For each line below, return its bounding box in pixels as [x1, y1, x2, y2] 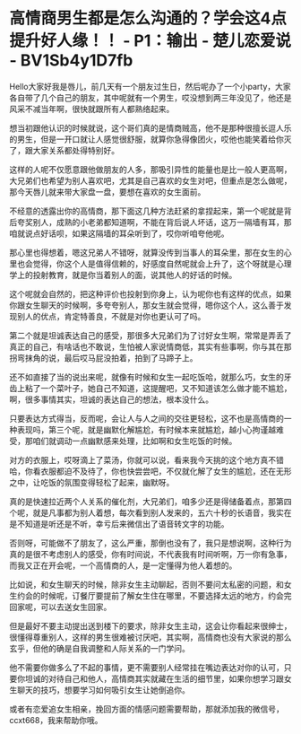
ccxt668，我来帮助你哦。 [9, 714, 103, 725]
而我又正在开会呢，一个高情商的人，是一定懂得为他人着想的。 [9, 560, 237, 571]
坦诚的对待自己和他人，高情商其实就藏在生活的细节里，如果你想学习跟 [24, 673, 284, 684]
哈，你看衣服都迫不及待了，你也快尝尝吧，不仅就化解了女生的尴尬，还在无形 [9, 466, 292, 476]
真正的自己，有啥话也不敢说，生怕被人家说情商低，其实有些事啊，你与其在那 [9, 341, 292, 352]
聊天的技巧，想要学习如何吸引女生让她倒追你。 [16, 684, 190, 695]
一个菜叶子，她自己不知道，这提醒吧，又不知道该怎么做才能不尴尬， [39, 382, 292, 393]
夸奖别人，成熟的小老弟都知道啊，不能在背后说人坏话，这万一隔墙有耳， [16, 216, 284, 227]
